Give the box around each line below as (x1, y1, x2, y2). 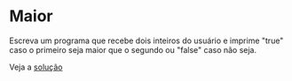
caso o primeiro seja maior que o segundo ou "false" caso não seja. (9, 44, 257, 55)
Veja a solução (9, 62, 63, 72)
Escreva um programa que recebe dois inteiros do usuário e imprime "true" (9, 35, 284, 46)
